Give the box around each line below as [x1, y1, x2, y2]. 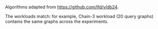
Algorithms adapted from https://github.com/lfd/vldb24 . [5, 4, 119, 10]
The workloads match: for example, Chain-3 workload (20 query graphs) [5, 14, 154, 19]
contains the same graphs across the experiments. [5, 19, 109, 24]
